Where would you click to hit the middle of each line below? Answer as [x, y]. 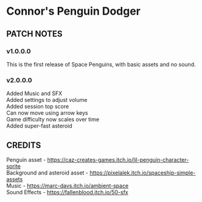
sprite [14, 166]
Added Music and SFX [34, 93]
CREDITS [24, 145]
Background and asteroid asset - [47, 173]
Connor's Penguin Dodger [74, 11]
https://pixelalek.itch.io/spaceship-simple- [143, 173]
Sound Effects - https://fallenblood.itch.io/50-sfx [68, 192]
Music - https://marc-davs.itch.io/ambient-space [68, 186]
